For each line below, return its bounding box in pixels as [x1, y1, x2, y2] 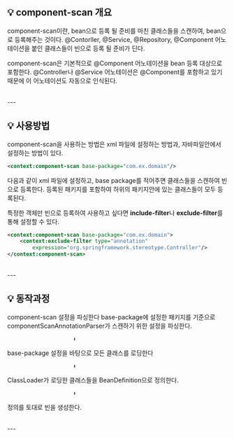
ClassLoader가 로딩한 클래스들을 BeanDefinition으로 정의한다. [7, 375, 180, 384]
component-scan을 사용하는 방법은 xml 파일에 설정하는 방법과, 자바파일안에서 [7, 139, 221, 148]
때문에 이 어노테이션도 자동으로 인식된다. [7, 76, 117, 85]
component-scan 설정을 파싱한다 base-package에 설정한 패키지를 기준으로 [7, 312, 216, 321]
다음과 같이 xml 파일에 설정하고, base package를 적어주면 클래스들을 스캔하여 [7, 176, 220, 184]
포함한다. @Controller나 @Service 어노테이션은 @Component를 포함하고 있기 [7, 67, 223, 76]
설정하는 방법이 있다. [7, 148, 64, 157]
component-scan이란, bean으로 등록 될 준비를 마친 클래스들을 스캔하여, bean [7, 27, 221, 35]
